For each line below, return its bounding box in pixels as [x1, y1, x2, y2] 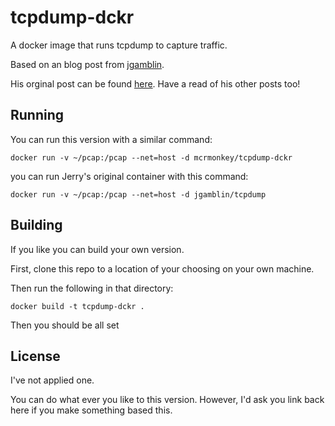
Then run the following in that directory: [10, 282, 174, 294]
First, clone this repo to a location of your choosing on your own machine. [10, 262, 315, 275]
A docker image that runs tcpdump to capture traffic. [10, 39, 228, 51]
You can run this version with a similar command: [10, 133, 213, 145]
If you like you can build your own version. [10, 243, 185, 255]
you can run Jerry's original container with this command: [10, 170, 249, 182]
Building [10, 217, 63, 234]
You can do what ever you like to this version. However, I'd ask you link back [10, 394, 325, 406]
